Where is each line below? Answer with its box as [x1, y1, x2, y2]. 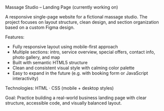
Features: [5, 34, 25, 40]
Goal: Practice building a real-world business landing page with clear [5, 95, 147, 101]
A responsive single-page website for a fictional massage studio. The [5, 14, 148, 19]
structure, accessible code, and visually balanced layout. [5, 100, 122, 106]
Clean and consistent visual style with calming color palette [12, 65, 135, 71]
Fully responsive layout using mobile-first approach [12, 44, 118, 49]
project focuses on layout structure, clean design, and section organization [5, 19, 160, 25]
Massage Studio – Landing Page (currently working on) [5, 4, 118, 10]
